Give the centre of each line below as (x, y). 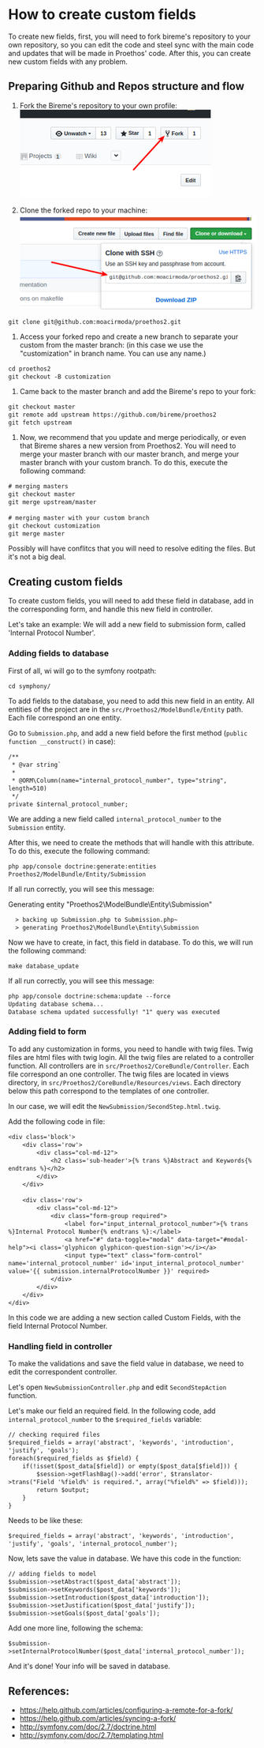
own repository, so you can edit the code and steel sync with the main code (131, 44)
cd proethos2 (30, 369)
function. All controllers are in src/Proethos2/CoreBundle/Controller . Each (129, 1066)
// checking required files (54, 1435)
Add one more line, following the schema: (76, 1628)
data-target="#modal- (212, 1239)
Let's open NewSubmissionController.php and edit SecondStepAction (117, 1387)
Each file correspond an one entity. (65, 717)
